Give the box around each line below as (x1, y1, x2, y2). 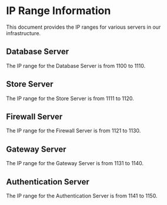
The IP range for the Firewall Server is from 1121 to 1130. (6, 127, 141, 134)
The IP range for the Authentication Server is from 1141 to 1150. (6, 192, 158, 199)
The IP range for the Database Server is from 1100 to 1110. (6, 62, 146, 69)
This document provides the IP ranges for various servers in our (6, 23, 161, 30)
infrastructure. (6, 29, 41, 36)
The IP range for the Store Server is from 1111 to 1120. (6, 95, 134, 102)
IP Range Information (6, 4, 111, 18)
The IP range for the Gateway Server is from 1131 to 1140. (6, 160, 144, 167)
